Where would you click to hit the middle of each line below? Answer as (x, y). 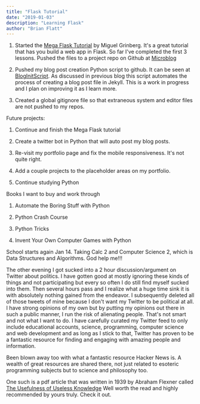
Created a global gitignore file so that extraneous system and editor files (104, 100)
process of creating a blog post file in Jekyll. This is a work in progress (102, 82)
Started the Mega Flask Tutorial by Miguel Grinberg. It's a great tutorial (101, 45)
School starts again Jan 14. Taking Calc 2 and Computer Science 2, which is (100, 252)
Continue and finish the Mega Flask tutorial (68, 130)
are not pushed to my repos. (50, 107)
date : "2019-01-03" (30, 17)
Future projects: (26, 118)
